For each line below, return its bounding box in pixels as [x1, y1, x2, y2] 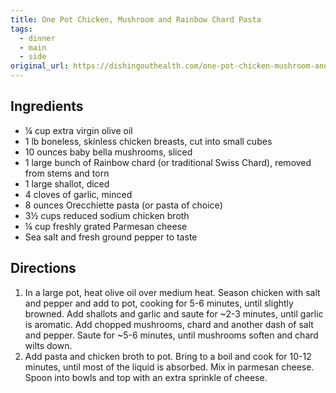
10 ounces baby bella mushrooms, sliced [24, 146, 193, 158]
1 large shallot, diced [24, 177, 110, 190]
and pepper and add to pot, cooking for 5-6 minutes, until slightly [24, 297, 294, 309]
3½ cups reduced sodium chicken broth [24, 209, 190, 221]
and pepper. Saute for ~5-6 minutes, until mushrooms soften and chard [24, 329, 319, 341]
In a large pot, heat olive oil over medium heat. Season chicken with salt [24, 286, 321, 298]
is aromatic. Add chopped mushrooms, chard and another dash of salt [24, 318, 314, 330]
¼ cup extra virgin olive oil [24, 124, 133, 136]
